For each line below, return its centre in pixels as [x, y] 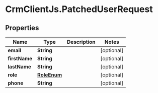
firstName [20, 59]
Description [81, 42]
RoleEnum [50, 75]
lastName [20, 67]
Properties [22, 28]
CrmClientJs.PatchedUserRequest [79, 9]
